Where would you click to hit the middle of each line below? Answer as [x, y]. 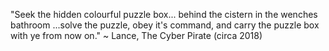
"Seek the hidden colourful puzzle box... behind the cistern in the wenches [164, 14]
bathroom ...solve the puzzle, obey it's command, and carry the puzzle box [165, 25]
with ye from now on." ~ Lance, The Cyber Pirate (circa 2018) [136, 35]
